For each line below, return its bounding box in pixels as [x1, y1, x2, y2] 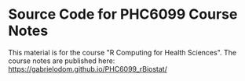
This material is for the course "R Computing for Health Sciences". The [8, 48, 237, 57]
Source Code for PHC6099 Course [8, 5, 238, 23]
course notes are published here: [8, 56, 115, 65]
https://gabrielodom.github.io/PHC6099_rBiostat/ [8, 64, 167, 73]
